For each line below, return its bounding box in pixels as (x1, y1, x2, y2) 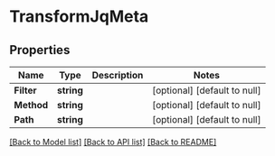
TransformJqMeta (9, 6, 149, 27)
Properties (9, 42, 71, 58)
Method (14, 99, 49, 111)
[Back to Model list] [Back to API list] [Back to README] (9, 137, 217, 147)
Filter (14, 84, 38, 96)
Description (91, 69, 144, 81)
